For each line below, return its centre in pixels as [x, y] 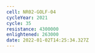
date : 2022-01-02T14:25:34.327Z [47, 40]
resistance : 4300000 [33, 29]
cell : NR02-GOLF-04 [31, 12]
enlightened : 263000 [33, 35]
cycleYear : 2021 [27, 18]
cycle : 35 [19, 23]
